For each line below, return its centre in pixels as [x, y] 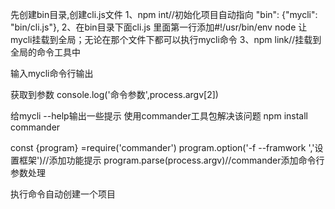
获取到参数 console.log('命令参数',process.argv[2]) [114, 94]
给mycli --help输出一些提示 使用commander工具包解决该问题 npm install [159, 116]
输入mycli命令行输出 [52, 73]
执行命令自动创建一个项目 [63, 194]
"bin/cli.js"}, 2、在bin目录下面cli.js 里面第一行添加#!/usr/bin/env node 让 [159, 27]
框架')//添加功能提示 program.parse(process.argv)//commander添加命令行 [171, 160]
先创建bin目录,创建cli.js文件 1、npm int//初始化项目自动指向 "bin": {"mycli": [164, 14]
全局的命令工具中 [45, 52]
